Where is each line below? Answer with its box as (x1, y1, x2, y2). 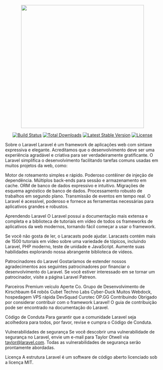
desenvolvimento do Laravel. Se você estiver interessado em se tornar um (5, 269, 155, 274)
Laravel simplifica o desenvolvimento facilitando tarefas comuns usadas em (5, 158, 159, 163)
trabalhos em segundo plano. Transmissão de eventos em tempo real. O (5, 193, 151, 199)
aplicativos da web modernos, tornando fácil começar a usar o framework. (5, 224, 156, 229)
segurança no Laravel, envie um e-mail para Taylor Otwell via (5, 334, 129, 340)
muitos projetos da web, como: (5, 163, 68, 168)
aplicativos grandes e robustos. (5, 203, 69, 209)
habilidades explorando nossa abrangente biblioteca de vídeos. (5, 249, 134, 255)
